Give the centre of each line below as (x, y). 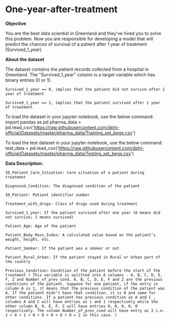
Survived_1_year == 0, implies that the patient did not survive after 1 (85, 89)
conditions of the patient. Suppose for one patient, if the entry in (82, 284)
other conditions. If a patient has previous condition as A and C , (81, 297)
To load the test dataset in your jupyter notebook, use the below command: (84, 142)
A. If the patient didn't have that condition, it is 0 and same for (81, 293)
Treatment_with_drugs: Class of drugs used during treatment (72, 204)
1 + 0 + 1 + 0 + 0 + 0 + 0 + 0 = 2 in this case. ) (61, 315)
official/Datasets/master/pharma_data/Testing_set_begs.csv (68, 153)
